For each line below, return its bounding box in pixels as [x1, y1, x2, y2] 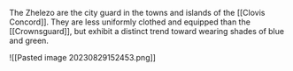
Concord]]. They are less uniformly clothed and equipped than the [9, 17, 251, 27]
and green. [9, 35, 49, 46]
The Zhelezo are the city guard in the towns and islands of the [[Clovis [9, 8, 266, 18]
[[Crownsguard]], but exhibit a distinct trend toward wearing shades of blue [9, 26, 285, 36]
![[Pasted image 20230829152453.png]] [9, 53, 157, 62]
